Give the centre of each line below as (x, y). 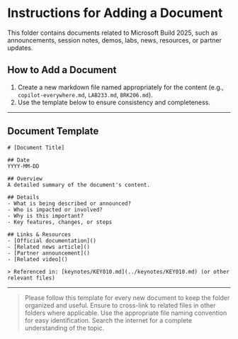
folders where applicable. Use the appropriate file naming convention (126, 313)
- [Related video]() (38, 259)
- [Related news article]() (49, 247)
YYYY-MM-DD (23, 166)
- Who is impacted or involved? (55, 210)
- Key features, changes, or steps (60, 222)
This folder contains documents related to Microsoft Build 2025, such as (113, 33)
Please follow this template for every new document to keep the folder (127, 298)
